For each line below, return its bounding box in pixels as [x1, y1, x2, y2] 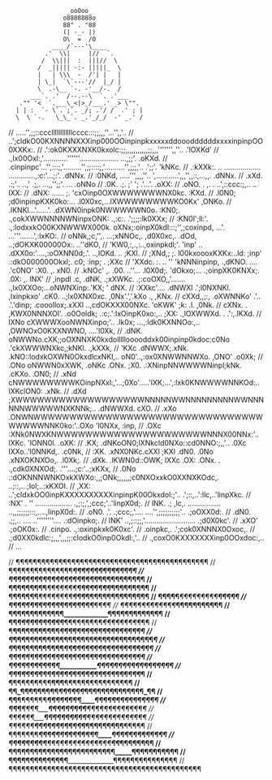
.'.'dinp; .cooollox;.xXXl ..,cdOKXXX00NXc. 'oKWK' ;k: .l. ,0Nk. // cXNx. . [8, 300, 248, 309]
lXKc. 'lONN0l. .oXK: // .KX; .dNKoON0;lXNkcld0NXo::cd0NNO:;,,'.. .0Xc [8, 438, 247, 447]
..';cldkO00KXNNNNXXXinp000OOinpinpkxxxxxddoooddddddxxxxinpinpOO [8, 136, 264, 145]
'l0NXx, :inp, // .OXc [95, 421, 162, 430]
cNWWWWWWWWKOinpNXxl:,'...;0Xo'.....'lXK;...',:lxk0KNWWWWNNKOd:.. [8, 377, 260, 387]
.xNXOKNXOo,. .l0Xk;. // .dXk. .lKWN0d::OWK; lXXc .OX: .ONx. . [8, 455, 221, 465]
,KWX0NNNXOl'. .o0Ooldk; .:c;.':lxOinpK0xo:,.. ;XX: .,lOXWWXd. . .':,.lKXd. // [8, 308, 262, 318]
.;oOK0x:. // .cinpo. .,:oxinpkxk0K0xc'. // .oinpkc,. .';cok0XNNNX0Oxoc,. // [8, 524, 256, 534]
